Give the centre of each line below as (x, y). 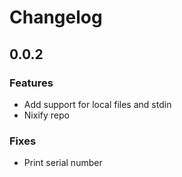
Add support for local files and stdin (97, 104)
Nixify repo (46, 115)
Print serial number (63, 163)
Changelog (56, 17)
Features (31, 83)
